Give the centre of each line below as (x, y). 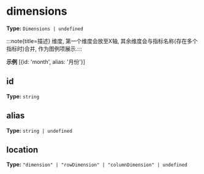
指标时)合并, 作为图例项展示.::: (44, 49)
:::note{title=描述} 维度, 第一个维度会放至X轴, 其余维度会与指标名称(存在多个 (102, 41)
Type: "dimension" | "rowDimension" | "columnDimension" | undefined (97, 165)
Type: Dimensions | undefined (45, 28)
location (22, 150)
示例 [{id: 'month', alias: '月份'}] (46, 61)
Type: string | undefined (39, 130)
